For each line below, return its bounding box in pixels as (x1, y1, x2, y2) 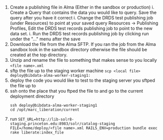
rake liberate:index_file (9, 130, 64, 135)
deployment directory (9, 93, 55, 99)
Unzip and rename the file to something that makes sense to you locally (9, 57, 157, 63)
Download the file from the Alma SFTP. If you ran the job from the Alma (9, 41, 156, 47)
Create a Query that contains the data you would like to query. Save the (9, 9, 157, 15)
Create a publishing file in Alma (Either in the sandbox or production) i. (9, 4, 155, 10)
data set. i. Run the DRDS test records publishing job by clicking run (9, 31, 149, 36)
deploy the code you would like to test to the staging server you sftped (9, 77, 156, 83)
